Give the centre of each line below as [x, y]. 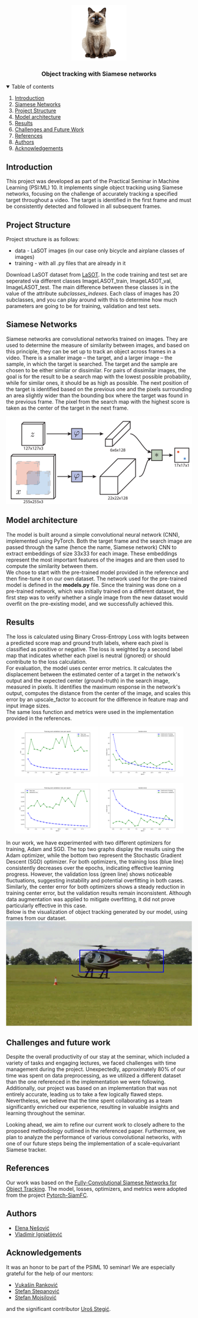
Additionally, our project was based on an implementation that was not [92, 1088]
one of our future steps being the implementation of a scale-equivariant [93, 1144]
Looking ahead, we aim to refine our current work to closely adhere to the [95, 1125]
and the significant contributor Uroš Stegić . [58, 1309]
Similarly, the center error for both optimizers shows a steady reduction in [96, 887]
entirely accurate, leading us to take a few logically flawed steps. [85, 1095]
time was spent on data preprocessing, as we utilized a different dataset [94, 1076]
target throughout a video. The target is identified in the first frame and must [99, 200]
